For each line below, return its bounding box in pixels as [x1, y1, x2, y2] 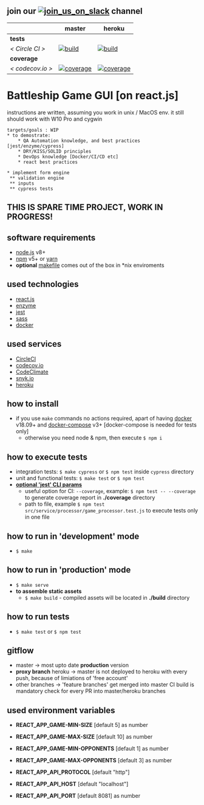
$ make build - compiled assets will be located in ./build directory [24, 594, 190, 601]
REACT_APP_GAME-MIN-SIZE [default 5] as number [15, 722, 148, 729]
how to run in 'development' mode [7, 531, 140, 541]
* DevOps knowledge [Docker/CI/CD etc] [18, 154, 119, 160]
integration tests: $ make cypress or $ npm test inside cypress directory [15, 468, 194, 475]
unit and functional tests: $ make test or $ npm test [15, 475, 145, 482]
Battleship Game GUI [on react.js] [7, 89, 178, 102]
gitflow [7, 645, 34, 656]
